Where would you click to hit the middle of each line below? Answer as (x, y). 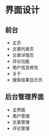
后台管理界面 (24, 97)
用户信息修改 (25, 68)
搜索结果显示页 (27, 80)
